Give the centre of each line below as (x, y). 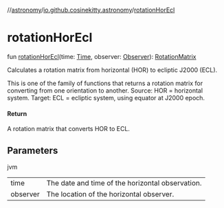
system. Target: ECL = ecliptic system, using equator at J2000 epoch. (106, 97)
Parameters (33, 150)
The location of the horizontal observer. (110, 194)
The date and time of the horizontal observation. (124, 183)
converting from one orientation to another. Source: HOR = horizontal (105, 90)
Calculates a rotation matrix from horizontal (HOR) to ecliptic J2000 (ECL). (112, 70)
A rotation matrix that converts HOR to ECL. (69, 129)
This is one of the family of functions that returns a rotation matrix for (105, 83)
